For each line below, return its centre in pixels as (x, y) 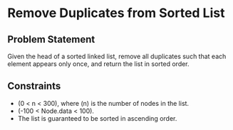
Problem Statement (51, 39)
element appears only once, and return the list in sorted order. (99, 64)
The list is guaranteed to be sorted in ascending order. (97, 118)
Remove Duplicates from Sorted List (116, 13)
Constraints (34, 86)
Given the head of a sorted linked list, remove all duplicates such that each (117, 56)
